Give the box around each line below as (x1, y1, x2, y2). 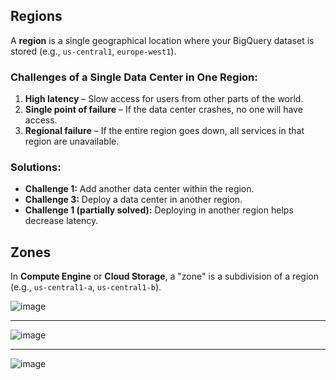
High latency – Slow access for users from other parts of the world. (24, 93, 304, 105)
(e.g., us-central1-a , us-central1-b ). (10, 281, 162, 293)
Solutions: (10, 160, 62, 174)
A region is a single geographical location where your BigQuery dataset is (10, 34, 315, 46)
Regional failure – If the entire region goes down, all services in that (24, 125, 305, 137)
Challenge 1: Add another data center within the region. (24, 183, 255, 195)
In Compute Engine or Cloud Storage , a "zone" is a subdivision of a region (10, 270, 319, 283)
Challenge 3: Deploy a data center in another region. (24, 194, 243, 206)
